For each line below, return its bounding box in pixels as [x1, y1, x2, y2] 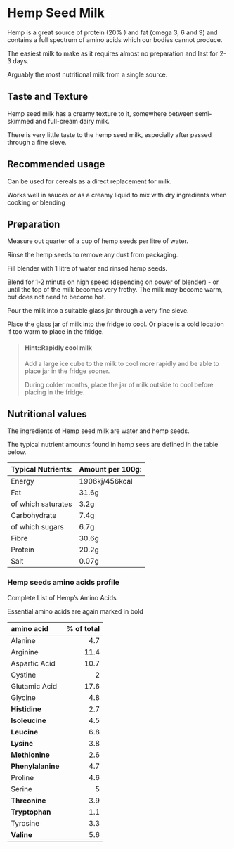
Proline [11, 772, 34, 782]
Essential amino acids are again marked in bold [7, 607, 144, 616]
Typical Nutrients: [11, 465, 72, 474]
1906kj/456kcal [79, 477, 133, 486]
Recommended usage [7, 158, 105, 170]
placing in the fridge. [24, 388, 85, 396]
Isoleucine [11, 715, 47, 725]
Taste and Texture [7, 91, 89, 103]
